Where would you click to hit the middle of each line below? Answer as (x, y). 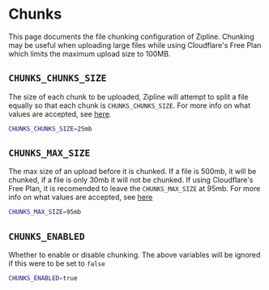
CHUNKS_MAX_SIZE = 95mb (45, 212)
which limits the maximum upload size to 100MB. (90, 53)
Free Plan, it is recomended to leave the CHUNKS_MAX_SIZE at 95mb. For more (134, 189)
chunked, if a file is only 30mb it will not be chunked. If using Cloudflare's (131, 180)
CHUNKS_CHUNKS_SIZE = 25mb (50, 129)
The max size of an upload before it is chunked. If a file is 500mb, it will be (132, 172)
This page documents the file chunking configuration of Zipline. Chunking (131, 36)
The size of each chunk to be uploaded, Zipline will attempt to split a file (128, 96)
